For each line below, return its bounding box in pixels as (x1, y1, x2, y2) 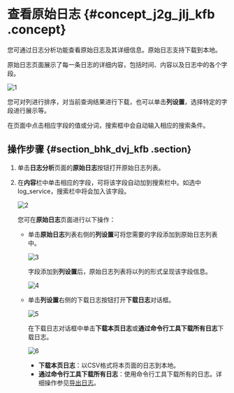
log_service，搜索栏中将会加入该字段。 (17, 186, 131, 195)
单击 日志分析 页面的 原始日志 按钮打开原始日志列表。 (17, 163, 165, 172)
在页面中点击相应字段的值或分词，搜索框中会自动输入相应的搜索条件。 (7, 121, 210, 129)
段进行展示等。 (7, 106, 50, 114)
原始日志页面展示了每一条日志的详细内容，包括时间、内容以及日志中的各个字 (7, 60, 228, 68)
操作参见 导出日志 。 (44, 378, 100, 387)
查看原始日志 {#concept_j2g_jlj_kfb (7, 6, 215, 22)
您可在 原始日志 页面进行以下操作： (17, 215, 116, 223)
